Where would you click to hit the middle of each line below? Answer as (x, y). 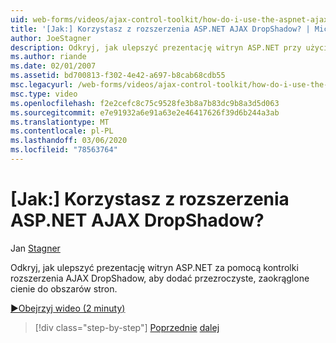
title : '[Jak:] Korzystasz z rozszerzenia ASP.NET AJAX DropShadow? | (160, 29)
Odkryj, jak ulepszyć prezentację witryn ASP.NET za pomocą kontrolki (154, 267)
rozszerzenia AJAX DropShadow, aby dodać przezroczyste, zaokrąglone (160, 278)
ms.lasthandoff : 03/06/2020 (69, 141)
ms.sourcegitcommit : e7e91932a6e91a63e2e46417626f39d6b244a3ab (145, 112)
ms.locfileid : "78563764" (64, 150)
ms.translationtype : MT (60, 122)
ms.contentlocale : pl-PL (62, 131)
